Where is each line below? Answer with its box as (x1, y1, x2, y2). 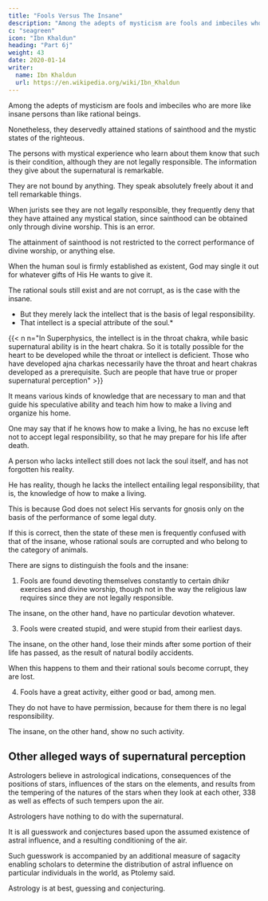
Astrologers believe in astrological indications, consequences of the (8, 771, 231, 780)
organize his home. (8, 408, 72, 418)
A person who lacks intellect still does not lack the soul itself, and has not (8, 456, 249, 466)
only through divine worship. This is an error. (8, 221, 156, 232)
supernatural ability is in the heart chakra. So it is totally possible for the (8, 341, 244, 351)
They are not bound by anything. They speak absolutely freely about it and (8, 181, 254, 190)
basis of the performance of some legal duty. (8, 512, 157, 522)
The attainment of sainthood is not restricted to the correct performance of (8, 237, 255, 247)
